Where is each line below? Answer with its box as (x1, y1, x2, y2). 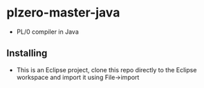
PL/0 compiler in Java (16, 27, 79, 36)
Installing (6, 47, 48, 59)
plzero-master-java (6, 5, 120, 21)
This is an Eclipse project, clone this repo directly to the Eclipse (16, 65, 197, 74)
